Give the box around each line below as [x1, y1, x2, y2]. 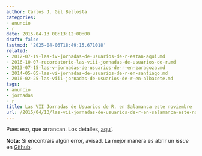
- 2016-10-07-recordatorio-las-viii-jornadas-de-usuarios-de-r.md [6, 59, 176, 65]
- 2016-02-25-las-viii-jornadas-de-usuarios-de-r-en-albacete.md [6, 76, 173, 82]
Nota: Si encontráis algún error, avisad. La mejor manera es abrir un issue [6, 137, 189, 145]
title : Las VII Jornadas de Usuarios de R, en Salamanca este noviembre [6, 103, 192, 110]
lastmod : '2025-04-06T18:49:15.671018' [6, 43, 106, 49]
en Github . [6, 143, 32, 151]
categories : [6, 14, 36, 20]
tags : [6, 82, 20, 88]
